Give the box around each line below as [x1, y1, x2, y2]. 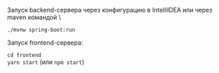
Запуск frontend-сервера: [7, 39, 83, 47]
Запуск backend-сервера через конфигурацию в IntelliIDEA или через [7, 6, 213, 14]
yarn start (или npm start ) [7, 58, 85, 66]
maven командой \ [7, 13, 61, 21]
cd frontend [7, 52, 41, 59]
